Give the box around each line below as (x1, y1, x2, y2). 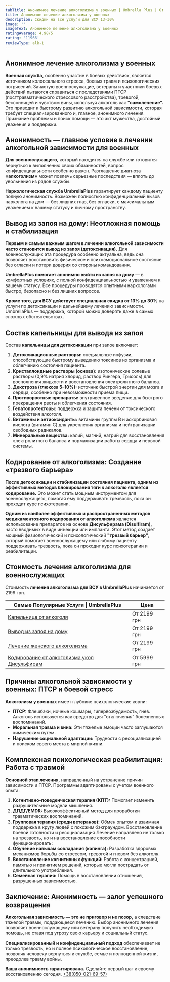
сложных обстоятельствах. (5, 314, 64, 320)
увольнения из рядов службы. (5, 178, 71, 185)
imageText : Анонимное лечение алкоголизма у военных (5, 26, 119, 31)
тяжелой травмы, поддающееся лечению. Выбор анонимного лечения (5, 919, 158, 925)
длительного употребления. (12, 867, 73, 873)
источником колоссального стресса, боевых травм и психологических (5, 78, 160, 84)
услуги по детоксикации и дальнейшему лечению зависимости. (5, 303, 144, 309)
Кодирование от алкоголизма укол (8, 653, 94, 661)
